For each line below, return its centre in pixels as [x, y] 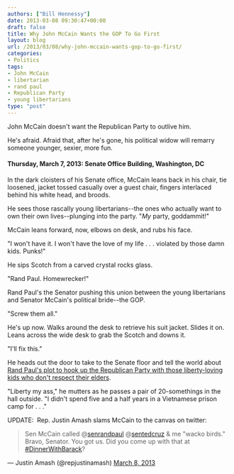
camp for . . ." [27, 407]
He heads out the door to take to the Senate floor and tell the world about [115, 363]
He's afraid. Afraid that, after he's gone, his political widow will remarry [111, 140]
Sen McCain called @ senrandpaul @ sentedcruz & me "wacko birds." [125, 434]
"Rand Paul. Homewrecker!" [48, 279]
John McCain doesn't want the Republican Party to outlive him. [99, 126]
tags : [15, 67]
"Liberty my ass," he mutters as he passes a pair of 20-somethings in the [114, 392]
